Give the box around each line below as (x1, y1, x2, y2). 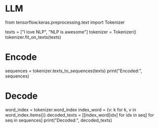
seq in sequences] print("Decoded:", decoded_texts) (5, 117, 113, 123)
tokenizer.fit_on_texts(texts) (5, 34, 62, 40)
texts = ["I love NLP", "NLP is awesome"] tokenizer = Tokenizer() (5, 29, 137, 35)
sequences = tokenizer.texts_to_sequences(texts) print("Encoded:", (5, 68, 142, 74)
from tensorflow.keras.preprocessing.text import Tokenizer (5, 19, 125, 25)
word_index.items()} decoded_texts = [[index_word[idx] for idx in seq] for (5, 112, 154, 118)
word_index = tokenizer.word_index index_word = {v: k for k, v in (5, 107, 137, 113)
